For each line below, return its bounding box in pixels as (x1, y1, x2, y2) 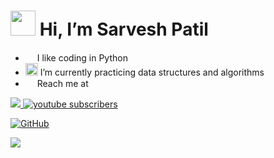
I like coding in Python (36, 51, 128, 64)
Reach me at (36, 77, 89, 89)
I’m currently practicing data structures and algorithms (39, 66, 265, 78)
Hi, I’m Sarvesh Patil (39, 18, 209, 41)
